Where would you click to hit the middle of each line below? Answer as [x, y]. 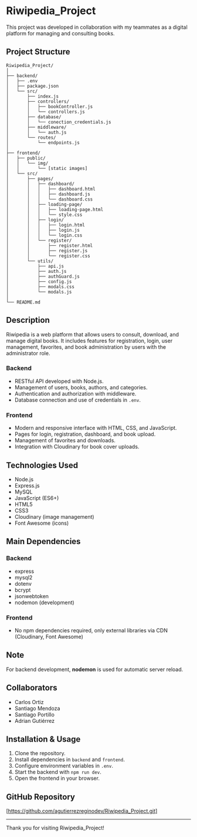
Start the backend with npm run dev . [58, 772]
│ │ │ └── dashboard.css [50, 199]
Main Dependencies [43, 541]
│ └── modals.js [39, 292]
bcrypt [23, 590]
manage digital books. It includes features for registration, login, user [89, 341]
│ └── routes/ [31, 137]
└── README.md [23, 302]
